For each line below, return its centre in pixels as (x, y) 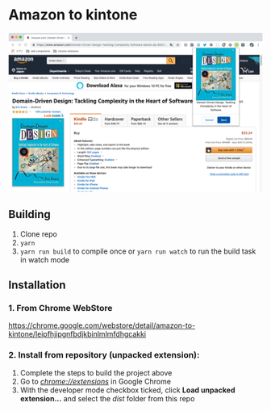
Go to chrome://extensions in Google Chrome (96, 381)
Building (29, 214)
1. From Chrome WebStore (60, 308)
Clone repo (39, 234)
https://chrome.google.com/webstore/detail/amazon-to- (102, 325)
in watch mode (45, 259)
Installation (37, 285)
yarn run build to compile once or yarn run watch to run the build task (138, 251)
